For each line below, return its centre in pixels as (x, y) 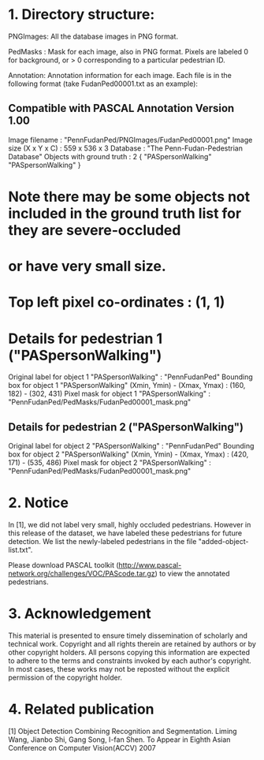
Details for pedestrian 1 (86, 339)
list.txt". (20, 550)
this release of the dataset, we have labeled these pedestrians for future (125, 533)
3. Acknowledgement (80, 614)
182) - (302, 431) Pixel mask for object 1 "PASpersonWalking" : (110, 394)
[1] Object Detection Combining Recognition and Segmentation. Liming (123, 731)
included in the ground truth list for (125, 213)
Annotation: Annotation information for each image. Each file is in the (120, 75)
